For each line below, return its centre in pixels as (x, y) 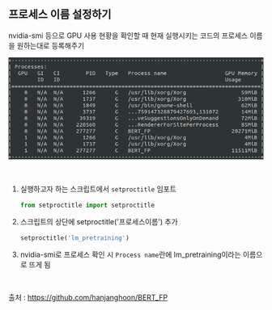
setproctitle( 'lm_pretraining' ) (74, 238)
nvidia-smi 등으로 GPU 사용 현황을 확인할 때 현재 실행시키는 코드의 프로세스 (128, 36)
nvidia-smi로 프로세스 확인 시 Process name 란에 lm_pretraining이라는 (130, 255)
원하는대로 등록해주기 (51, 45)
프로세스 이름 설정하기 (60, 15)
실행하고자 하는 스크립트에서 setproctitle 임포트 (98, 189)
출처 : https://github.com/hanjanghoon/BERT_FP (88, 298)
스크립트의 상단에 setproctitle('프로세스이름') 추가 (99, 222)
